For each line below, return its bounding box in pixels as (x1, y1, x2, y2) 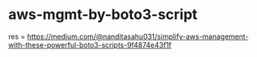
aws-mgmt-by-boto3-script (8, 6, 198, 24)
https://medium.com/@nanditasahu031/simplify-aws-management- (26, 32, 249, 41)
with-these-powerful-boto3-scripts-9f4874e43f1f (8, 40, 172, 49)
